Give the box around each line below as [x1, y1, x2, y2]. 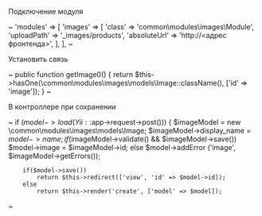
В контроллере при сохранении [8, 102, 117, 111]
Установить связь [8, 55, 68, 64]
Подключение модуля [8, 7, 84, 16]
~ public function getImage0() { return [8, 70, 134, 79]
